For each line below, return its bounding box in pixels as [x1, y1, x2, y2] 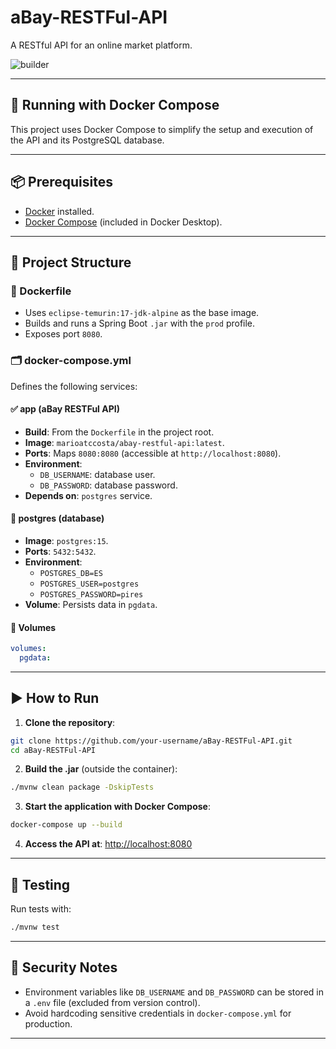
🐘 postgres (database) [10, 512, 105, 525]
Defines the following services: [10, 380, 138, 392]
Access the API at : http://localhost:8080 [24, 838, 193, 850]
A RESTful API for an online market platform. [10, 39, 193, 51]
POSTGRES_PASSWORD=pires [39, 589, 144, 600]
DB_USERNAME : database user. [39, 468, 156, 480]
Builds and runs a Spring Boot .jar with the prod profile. [24, 317, 256, 330]
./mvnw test [10, 922, 60, 933]
